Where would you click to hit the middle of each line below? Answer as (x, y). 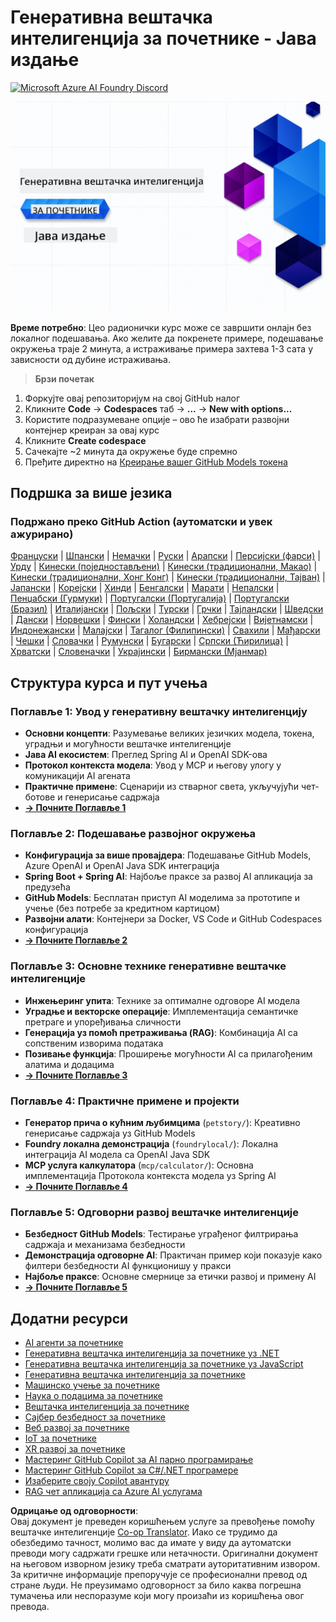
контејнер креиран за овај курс (92, 430)
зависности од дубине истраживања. (90, 359)
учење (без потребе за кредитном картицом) (122, 908)
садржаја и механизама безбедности (105, 1245)
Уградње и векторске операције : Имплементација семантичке (161, 1011)
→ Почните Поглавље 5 (76, 1287)
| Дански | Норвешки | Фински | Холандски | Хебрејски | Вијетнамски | (162, 620)
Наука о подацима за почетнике (93, 1395)
